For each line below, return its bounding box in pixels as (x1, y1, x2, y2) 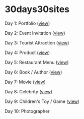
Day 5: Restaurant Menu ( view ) (5, 59, 69, 65)
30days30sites (5, 4, 70, 15)
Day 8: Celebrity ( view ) (5, 88, 53, 94)
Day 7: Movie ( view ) (5, 79, 46, 85)
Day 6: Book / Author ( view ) (5, 69, 62, 75)
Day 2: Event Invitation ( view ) (5, 30, 66, 36)
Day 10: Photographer (5, 108, 50, 114)
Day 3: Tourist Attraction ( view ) (5, 39, 69, 46)
